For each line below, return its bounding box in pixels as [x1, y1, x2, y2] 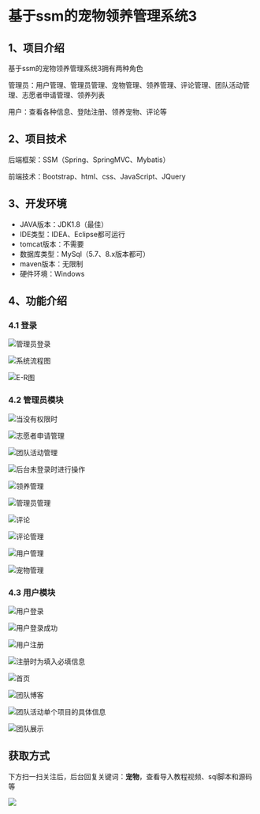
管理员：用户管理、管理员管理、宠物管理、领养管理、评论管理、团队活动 [8, 81, 243, 89]
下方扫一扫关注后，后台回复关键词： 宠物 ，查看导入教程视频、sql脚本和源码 [8, 771, 253, 781]
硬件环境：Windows [19, 269, 85, 278]
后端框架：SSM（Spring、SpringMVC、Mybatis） [8, 155, 170, 164]
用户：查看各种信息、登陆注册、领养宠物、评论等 [8, 107, 167, 116]
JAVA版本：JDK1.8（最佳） [19, 219, 109, 229]
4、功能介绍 [8, 294, 68, 308]
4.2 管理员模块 [8, 394, 64, 405]
